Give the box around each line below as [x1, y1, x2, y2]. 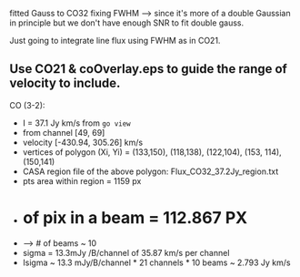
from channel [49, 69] [22, 127, 105, 138]
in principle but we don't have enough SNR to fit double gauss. [9, 17, 245, 28]
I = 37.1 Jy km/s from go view [22, 118, 132, 128]
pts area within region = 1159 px [22, 175, 142, 186]
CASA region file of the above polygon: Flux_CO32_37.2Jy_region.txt [22, 166, 279, 177]
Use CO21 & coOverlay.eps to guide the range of [9, 61, 288, 77]
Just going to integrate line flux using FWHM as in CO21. [9, 36, 221, 46]
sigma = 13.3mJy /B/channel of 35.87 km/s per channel [22, 247, 230, 258]
